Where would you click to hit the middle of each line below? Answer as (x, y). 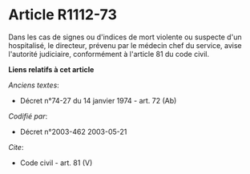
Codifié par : (28, 116)
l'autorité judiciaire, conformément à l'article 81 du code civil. (109, 54)
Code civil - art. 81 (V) (56, 163)
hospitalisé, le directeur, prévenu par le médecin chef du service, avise (125, 45)
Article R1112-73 (63, 15)
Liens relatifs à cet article (51, 69)
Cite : (16, 147)
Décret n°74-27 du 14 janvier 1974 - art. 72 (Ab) (98, 100)
